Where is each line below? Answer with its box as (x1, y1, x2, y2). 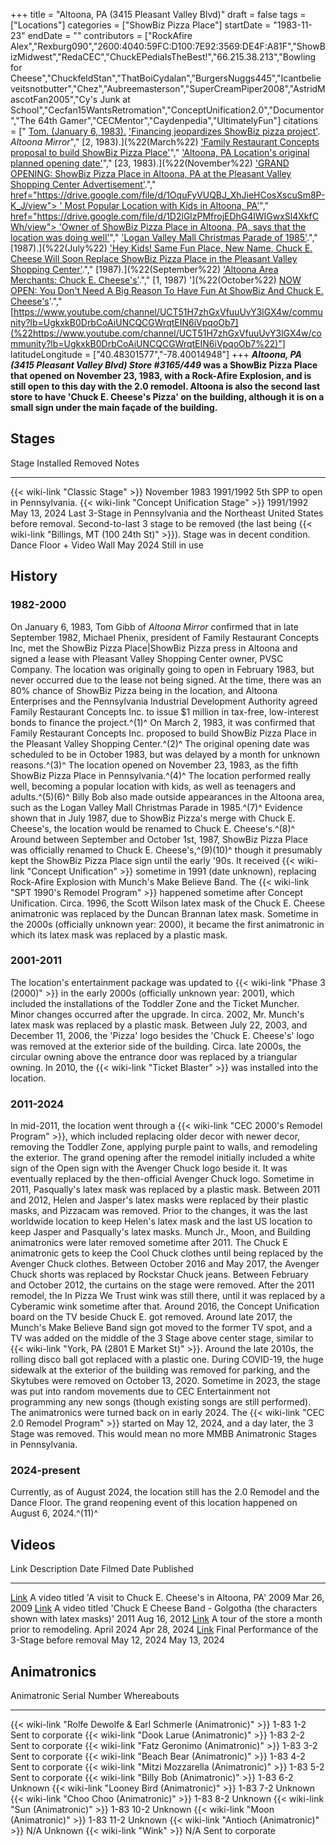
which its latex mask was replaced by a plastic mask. (10, 929, 228, 941)
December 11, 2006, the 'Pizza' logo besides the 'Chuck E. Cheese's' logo (10, 1029, 315, 1041)
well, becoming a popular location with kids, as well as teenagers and (10, 780, 297, 792)
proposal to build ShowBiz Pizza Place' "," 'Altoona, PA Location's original (10, 147, 310, 158)
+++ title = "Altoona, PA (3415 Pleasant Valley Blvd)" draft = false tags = (10, 9, 307, 20)
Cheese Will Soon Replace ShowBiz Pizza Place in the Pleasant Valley (10, 253, 298, 264)
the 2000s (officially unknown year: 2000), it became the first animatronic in (10, 918, 325, 930)
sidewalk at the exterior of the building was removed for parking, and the (10, 1364, 311, 1376)
